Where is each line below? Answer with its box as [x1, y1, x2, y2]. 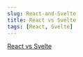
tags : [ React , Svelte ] [7, 23, 73, 30]
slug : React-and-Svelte [7, 10, 77, 17]
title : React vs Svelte [7, 17, 77, 24]
